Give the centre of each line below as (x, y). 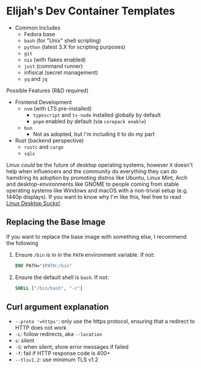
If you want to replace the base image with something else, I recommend (97, 236)
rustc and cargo (44, 147)
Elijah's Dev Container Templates (91, 11)
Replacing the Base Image (56, 222)
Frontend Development (43, 102)
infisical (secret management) (61, 72)
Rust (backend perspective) (49, 140)
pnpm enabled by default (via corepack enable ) (89, 121)
